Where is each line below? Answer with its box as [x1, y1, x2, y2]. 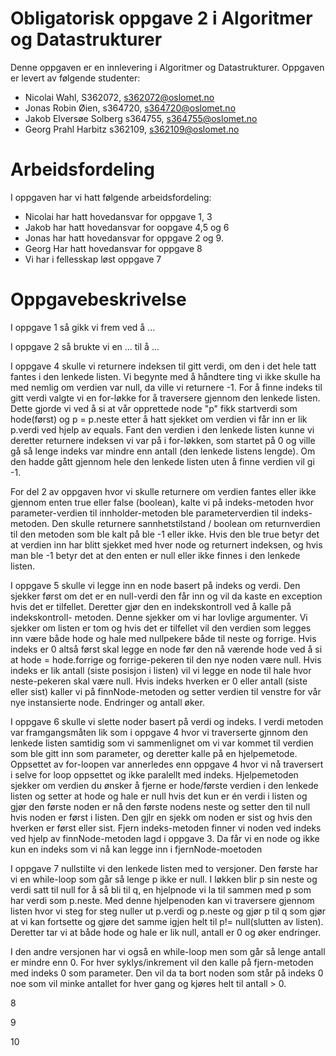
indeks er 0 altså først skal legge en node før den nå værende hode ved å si [10, 643, 323, 655]
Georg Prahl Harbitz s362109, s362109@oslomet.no [24, 123, 240, 135]
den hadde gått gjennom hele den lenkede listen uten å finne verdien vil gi [10, 455, 315, 467]
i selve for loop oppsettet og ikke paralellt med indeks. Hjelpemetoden [10, 768, 299, 781]
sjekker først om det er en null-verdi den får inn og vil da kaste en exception [10, 590, 323, 602]
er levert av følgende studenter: [10, 72, 141, 84]
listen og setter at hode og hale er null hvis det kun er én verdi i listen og [10, 790, 308, 802]
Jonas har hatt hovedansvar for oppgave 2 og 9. [24, 232, 224, 244]
